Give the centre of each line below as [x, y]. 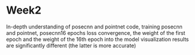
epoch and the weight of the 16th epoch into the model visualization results [97, 39]
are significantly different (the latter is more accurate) [71, 46]
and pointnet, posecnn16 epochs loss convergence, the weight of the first [96, 33]
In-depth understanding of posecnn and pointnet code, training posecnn [95, 27]
